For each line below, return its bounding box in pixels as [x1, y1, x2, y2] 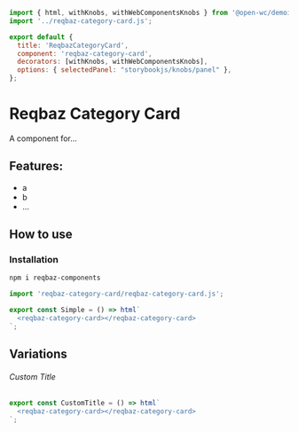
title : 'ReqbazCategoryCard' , [17, 41, 129, 50]
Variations [9, 347, 68, 362]
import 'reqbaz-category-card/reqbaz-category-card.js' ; [9, 289, 224, 299]
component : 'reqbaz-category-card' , [17, 49, 153, 58]
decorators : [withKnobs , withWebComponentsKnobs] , [17, 58, 208, 67]
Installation [9, 254, 59, 266]
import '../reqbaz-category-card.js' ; [9, 16, 153, 26]
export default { [9, 32, 74, 42]
